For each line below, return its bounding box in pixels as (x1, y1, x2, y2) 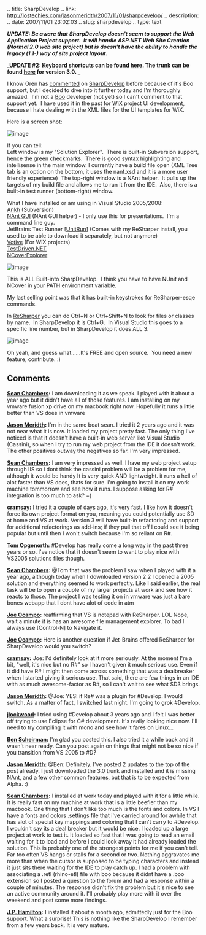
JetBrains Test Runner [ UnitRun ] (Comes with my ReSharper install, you (7, 225, 188, 233)
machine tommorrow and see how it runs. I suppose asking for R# (7, 485, 174, 492)
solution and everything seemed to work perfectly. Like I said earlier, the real (7, 580, 200, 587)
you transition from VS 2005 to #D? (7, 748, 97, 756)
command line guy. (7, 219, 55, 226)
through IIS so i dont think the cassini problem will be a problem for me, (7, 465, 188, 473)
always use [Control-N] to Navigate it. (7, 624, 102, 631)
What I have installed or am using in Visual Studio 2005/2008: (7, 200, 163, 206)
